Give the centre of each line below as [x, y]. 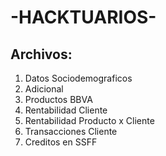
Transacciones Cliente [71, 131]
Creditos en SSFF [61, 142]
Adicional [44, 89]
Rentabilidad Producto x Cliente [89, 120]
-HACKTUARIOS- [83, 17]
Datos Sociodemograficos [78, 78]
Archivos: [41, 54]
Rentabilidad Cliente [66, 110]
